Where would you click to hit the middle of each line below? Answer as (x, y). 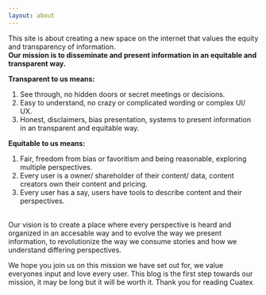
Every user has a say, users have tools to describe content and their (131, 192)
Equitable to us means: (47, 143)
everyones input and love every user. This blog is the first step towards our (131, 274)
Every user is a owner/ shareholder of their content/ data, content (127, 175)
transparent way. (37, 63)
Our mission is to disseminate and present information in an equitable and (133, 55)
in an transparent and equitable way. (79, 128)
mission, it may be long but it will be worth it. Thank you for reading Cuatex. (132, 282)
